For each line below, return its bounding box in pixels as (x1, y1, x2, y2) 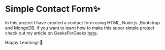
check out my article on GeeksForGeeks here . (5, 30, 99, 36)
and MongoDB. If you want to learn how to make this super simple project (5, 25, 154, 31)
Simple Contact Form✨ (5, 3, 100, 15)
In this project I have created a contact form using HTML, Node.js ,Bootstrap (5, 19, 160, 25)
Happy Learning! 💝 (5, 39, 43, 45)
